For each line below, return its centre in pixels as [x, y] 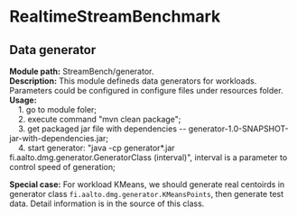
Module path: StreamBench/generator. [82, 71]
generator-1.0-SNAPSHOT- [238, 129]
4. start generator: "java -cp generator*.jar [96, 148]
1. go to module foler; [57, 109]
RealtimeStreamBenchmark [115, 17]
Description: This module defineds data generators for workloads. [133, 81]
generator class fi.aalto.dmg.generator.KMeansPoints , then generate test [147, 194]
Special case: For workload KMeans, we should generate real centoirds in [147, 184]
